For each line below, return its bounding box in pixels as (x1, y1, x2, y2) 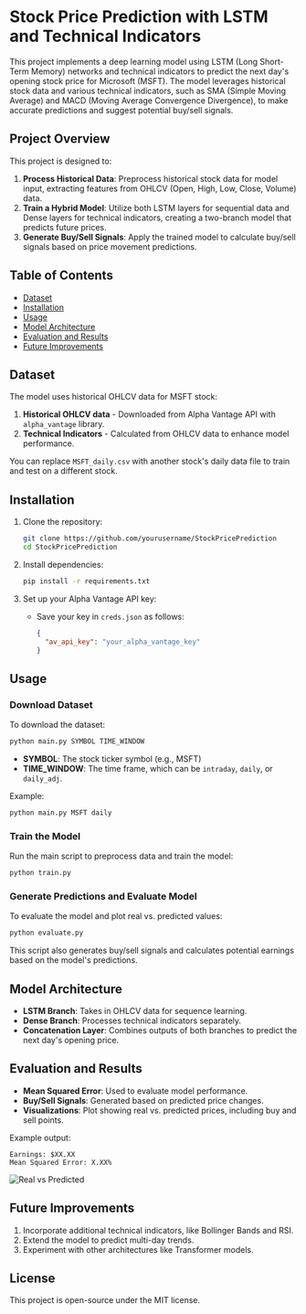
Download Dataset (9, 698, 93, 710)
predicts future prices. (22, 221, 107, 232)
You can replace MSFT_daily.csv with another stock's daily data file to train (9, 455, 290, 467)
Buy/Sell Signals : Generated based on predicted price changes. (22, 1095, 264, 1106)
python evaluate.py (9, 928, 84, 938)
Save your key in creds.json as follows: (36, 611, 185, 622)
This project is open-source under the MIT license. (9, 1295, 201, 1306)
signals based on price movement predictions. (22, 240, 197, 252)
